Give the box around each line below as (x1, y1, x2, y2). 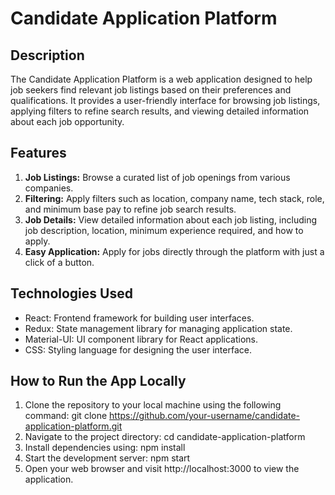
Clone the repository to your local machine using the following (24, 399, 282, 411)
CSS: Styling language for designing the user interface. (24, 343, 252, 356)
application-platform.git (24, 420, 123, 432)
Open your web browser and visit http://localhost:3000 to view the (24, 463, 300, 475)
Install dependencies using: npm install (24, 442, 186, 454)
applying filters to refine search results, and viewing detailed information (10, 105, 310, 117)
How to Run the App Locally (10, 373, 187, 390)
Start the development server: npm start (24, 452, 191, 464)
